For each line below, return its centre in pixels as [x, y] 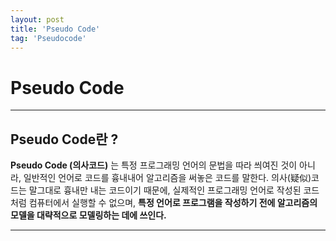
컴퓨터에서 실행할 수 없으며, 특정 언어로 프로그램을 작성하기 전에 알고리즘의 [173, 203]
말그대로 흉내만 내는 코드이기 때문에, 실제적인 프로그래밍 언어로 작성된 [165, 190]
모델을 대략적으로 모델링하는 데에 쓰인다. [88, 215]
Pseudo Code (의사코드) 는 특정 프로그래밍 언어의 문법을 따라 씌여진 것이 [154, 165]
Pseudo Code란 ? [64, 139]
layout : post [37, 19]
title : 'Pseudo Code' [55, 29]
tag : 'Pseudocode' [48, 38]
